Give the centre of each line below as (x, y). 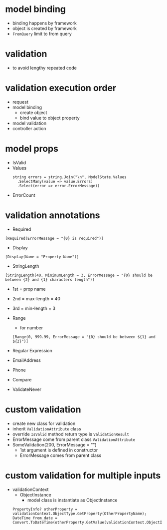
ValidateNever (27, 389)
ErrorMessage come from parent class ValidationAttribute (74, 439)
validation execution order (61, 88)
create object (33, 112)
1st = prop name (29, 289)
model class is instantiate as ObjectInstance (72, 500)
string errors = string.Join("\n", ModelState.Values (69, 177)
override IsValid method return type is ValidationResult (71, 434)
